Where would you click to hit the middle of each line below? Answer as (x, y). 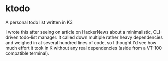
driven (12, 37)
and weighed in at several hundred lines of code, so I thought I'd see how (81, 42)
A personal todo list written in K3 (39, 22)
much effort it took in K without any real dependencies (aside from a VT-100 (83, 48)
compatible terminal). (27, 53)
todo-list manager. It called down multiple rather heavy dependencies (91, 37)
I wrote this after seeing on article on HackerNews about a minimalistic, (79, 32)
